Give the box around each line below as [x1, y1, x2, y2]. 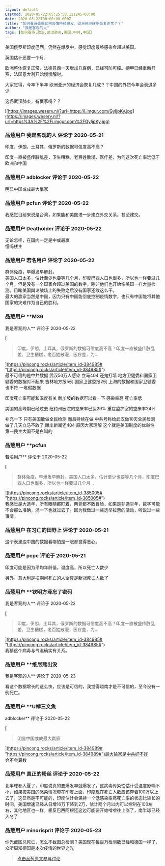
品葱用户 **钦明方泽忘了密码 [5, 588, 73, 595]
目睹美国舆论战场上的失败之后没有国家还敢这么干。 [13, 287, 117, 293]
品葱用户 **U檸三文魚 [5, 703, 56, 710]
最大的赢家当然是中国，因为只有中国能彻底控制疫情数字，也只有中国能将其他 [5, 294, 160, 299]
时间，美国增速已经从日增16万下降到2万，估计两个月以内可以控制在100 [5, 801, 149, 807]
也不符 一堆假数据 [5, 385, 41, 390]
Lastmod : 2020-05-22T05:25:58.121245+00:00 [5, 12, 96, 17]
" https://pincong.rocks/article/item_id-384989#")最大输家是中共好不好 [5, 751, 148, 757]
